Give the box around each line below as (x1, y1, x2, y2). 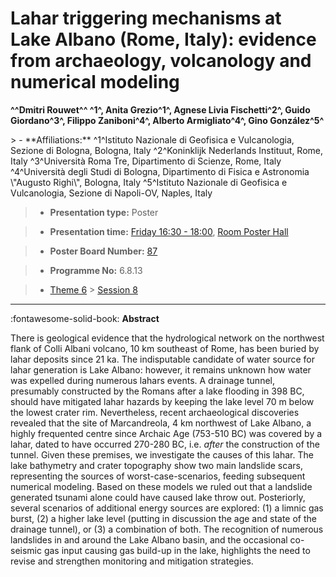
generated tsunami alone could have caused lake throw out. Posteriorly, (10, 491, 306, 503)
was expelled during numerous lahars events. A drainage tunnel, (10, 374, 275, 386)
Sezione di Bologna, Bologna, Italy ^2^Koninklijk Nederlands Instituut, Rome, (10, 144, 324, 156)
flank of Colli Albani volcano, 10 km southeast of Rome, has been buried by (10, 342, 320, 354)
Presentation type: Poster (49, 206, 159, 218)
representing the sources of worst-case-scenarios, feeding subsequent (10, 470, 306, 482)
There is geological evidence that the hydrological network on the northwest (10, 332, 325, 344)
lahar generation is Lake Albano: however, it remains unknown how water (10, 363, 312, 376)
